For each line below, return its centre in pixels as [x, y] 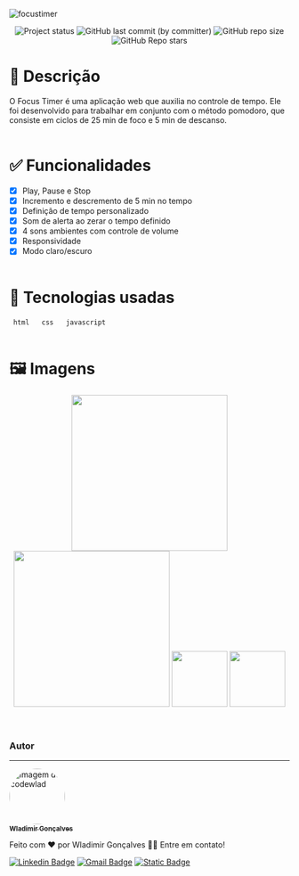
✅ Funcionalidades [80, 166]
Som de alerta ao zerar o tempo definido [96, 221]
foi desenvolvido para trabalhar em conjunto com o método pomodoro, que [147, 111]
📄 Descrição [55, 77]
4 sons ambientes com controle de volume [101, 231]
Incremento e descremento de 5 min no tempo [107, 201]
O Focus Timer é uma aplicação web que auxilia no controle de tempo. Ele [145, 101]
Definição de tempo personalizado [85, 211]
